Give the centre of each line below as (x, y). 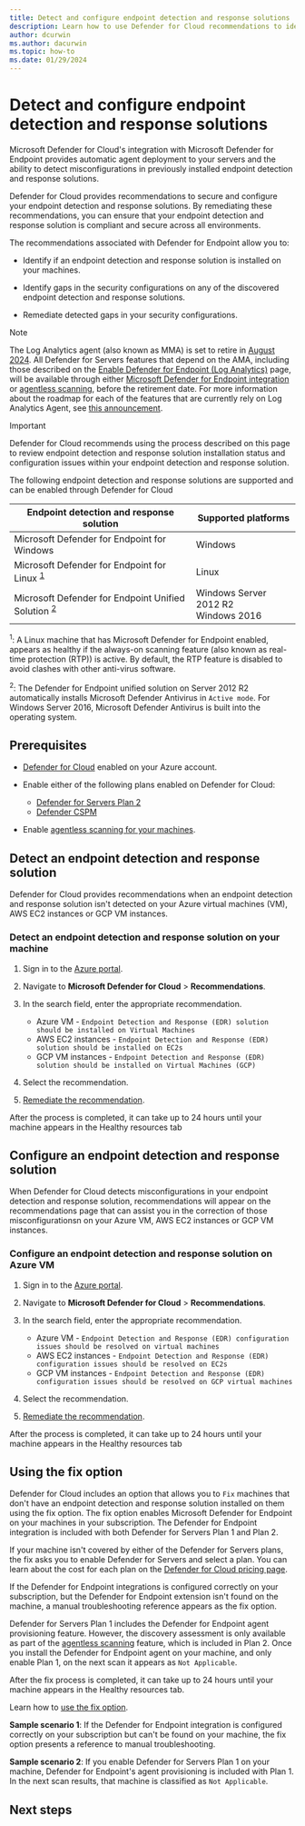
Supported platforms (244, 517)
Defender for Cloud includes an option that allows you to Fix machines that (150, 1494)
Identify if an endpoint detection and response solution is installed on (152, 260)
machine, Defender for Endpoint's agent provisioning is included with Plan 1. (152, 1771)
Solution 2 (35, 610)
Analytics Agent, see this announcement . (86, 408)
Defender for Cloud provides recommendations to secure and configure (144, 195)
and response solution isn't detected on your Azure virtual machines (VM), (148, 904)
